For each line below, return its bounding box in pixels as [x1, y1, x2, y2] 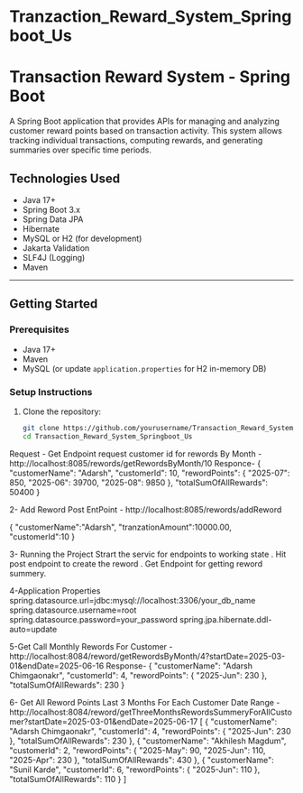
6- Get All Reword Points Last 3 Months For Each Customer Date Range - [9, 696, 280, 707]
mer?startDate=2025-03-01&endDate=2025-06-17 [9, 715, 198, 727]
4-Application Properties [9, 585, 101, 596]
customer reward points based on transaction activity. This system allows [9, 125, 282, 136]
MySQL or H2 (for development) [22, 233, 142, 244]
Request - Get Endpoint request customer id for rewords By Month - [9, 448, 262, 459]
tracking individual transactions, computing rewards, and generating [9, 135, 263, 146]
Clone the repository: [22, 406, 102, 417]
